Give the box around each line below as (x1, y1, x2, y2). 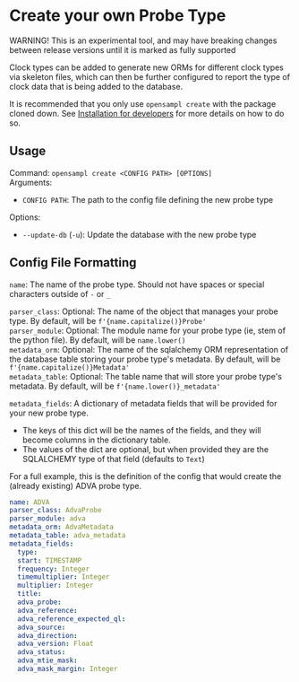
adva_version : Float (17, 639, 94, 649)
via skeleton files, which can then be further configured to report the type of (9, 71, 291, 82)
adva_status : (17, 648, 66, 657)
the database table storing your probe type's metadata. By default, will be (9, 354, 281, 364)
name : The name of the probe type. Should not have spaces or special (9, 279, 265, 290)
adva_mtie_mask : (17, 656, 78, 665)
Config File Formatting (9, 255, 137, 270)
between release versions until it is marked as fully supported (9, 44, 236, 55)
